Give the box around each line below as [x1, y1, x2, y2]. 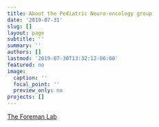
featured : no [7, 61, 45, 68]
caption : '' [13, 74, 48, 81]
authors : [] [7, 49, 41, 56]
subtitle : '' [7, 36, 45, 43]
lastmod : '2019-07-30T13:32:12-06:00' [7, 55, 118, 62]
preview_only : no [13, 87, 63, 94]
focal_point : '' [13, 81, 60, 88]
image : [7, 68, 26, 75]
